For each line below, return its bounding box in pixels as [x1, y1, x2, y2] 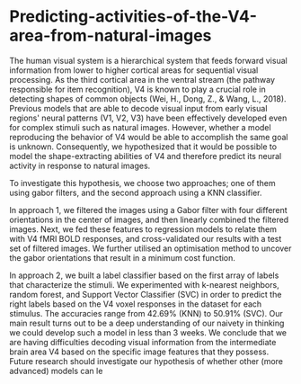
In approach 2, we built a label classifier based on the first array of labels [9, 270, 279, 281]
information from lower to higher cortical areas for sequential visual [9, 65, 259, 76]
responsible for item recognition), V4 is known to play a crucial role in [9, 84, 267, 94]
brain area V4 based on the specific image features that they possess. [9, 346, 270, 357]
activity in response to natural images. [9, 160, 151, 171]
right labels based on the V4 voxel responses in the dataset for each [9, 299, 262, 309]
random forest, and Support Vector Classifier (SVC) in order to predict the [9, 289, 282, 299]
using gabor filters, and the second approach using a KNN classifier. [9, 187, 262, 198]
